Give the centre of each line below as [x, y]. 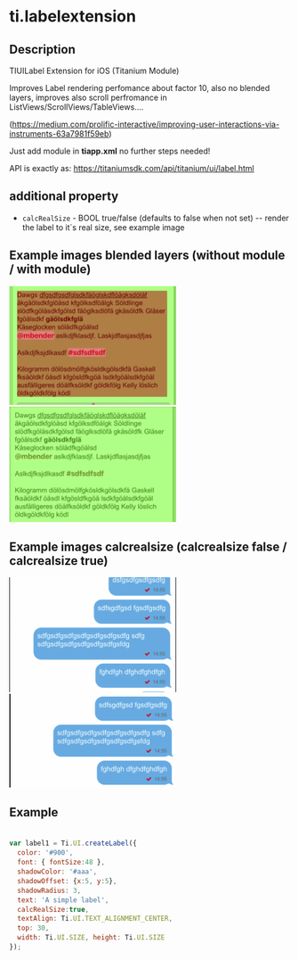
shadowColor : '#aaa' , [57, 872]
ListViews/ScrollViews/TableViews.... [77, 107]
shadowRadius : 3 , [49, 890]
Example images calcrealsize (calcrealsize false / [148, 546]
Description [42, 50]
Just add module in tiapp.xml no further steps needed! [110, 151]
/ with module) [50, 269]
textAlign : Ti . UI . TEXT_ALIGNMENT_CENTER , [95, 919]
